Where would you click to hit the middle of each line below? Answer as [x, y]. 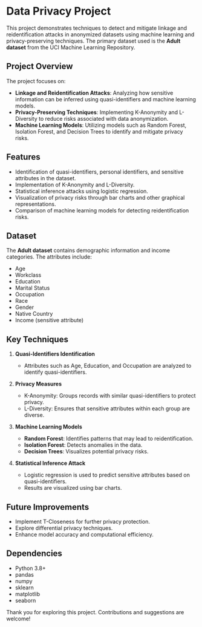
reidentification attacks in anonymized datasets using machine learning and [100, 34]
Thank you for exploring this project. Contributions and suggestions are [95, 612]
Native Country [34, 314]
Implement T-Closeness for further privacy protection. [82, 521]
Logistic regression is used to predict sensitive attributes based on [107, 475]
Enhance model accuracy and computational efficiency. [84, 534]
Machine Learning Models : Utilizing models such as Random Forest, [101, 125]
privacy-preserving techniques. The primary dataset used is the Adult [93, 41]
